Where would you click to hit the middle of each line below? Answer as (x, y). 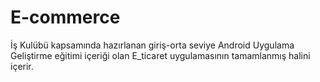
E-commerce (65, 17)
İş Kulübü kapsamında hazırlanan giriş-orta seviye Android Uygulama (152, 45)
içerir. (22, 66)
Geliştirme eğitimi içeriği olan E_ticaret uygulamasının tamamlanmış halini (160, 55)
